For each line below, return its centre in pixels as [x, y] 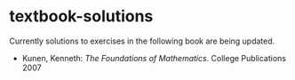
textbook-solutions [81, 16]
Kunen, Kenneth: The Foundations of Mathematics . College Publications [154, 58]
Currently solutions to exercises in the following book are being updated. [142, 41]
